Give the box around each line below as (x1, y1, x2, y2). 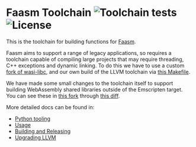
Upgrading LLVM (14, 133, 56, 141)
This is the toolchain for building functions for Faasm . (6, 38, 136, 45)
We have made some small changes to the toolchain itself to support (6, 80, 173, 87)
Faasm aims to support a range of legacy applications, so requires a (6, 49, 172, 56)
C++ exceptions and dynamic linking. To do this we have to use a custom (6, 62, 185, 69)
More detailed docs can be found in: (6, 103, 95, 110)
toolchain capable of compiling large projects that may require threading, (6, 55, 184, 63)
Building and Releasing (14, 128, 71, 135)
